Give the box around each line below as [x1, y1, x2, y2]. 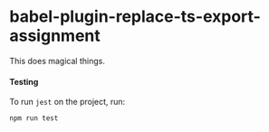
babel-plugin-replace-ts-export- [9, 6, 261, 27]
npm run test [9, 114, 59, 123]
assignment [9, 25, 101, 46]
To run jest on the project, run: [9, 97, 126, 108]
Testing [9, 76, 39, 87]
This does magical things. [9, 55, 106, 66]
